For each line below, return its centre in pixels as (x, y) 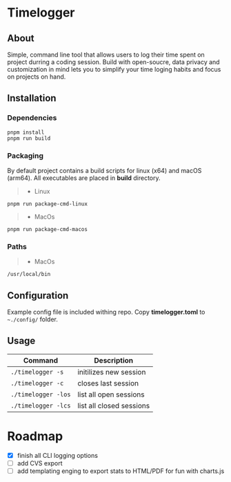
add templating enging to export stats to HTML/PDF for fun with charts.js (121, 471)
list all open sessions (111, 394)
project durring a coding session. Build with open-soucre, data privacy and (113, 62)
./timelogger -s (37, 372)
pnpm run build (29, 138)
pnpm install (26, 132)
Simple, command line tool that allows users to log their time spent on (106, 54)
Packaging (25, 155)
